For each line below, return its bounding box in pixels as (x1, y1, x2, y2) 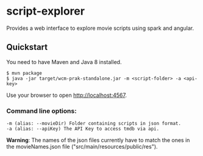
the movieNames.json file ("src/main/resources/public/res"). (6, 143, 158, 151)
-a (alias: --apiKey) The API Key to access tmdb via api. (6, 126, 160, 132)
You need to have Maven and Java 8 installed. (6, 58, 122, 65)
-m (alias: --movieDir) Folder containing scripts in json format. (6, 121, 182, 127)
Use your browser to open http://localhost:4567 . (6, 91, 127, 99)
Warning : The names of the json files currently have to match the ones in (6, 136, 190, 144)
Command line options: (6, 107, 77, 115)
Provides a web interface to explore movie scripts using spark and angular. (6, 24, 194, 32)
